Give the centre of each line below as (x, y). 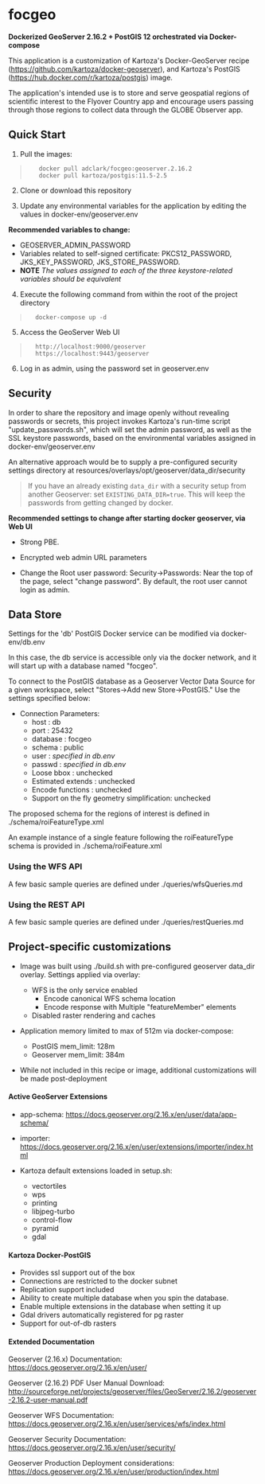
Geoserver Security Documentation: (67, 1439)
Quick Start (37, 135)
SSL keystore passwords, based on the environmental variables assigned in (132, 438)
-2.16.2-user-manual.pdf (48, 1400)
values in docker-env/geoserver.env (79, 214)
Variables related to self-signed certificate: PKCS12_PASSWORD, (126, 253)
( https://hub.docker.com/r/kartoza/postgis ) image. (91, 77)
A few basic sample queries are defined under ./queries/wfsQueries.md (126, 884)
